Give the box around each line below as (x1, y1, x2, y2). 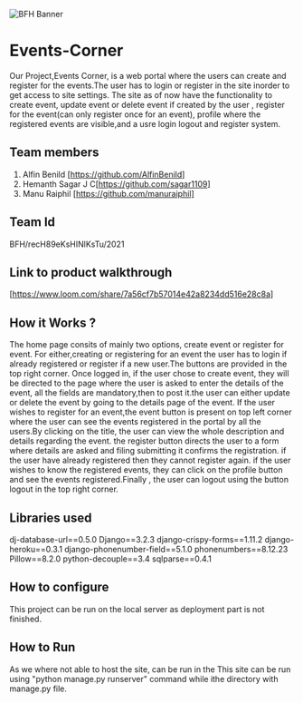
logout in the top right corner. (9, 483, 119, 494)
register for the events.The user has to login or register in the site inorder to (9, 80, 290, 91)
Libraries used (9, 510, 92, 525)
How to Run (9, 640, 76, 655)
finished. (9, 613, 43, 624)
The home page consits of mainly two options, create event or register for (9, 339, 285, 350)
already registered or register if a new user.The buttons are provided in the (9, 358, 288, 369)
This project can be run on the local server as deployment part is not (9, 603, 265, 614)
